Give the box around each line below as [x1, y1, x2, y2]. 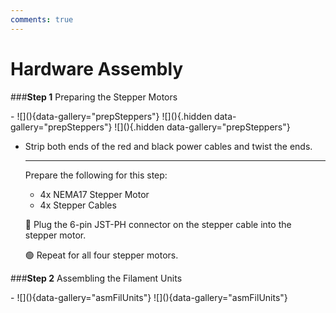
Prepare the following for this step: [24, 169, 168, 181]
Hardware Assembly [10, 57, 184, 80]
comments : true [10, 14, 74, 25]
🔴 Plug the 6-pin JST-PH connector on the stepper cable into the [24, 218, 292, 230]
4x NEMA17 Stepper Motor [39, 188, 150, 200]
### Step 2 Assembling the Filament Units [10, 272, 183, 284]
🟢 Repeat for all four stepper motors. [24, 249, 179, 261]
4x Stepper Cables [39, 199, 117, 211]
